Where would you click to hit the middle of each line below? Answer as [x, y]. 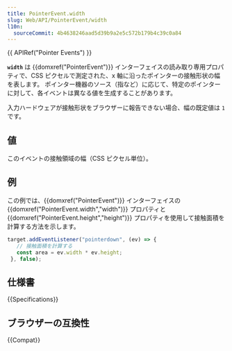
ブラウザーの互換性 [48, 323]
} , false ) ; [26, 259]
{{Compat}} [24, 340]
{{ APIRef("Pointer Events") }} [50, 53]
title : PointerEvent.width [46, 14]
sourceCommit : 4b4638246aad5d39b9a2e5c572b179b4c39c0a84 [98, 33]
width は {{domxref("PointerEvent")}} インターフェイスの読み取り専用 [107, 67]
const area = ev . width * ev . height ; [69, 252]
